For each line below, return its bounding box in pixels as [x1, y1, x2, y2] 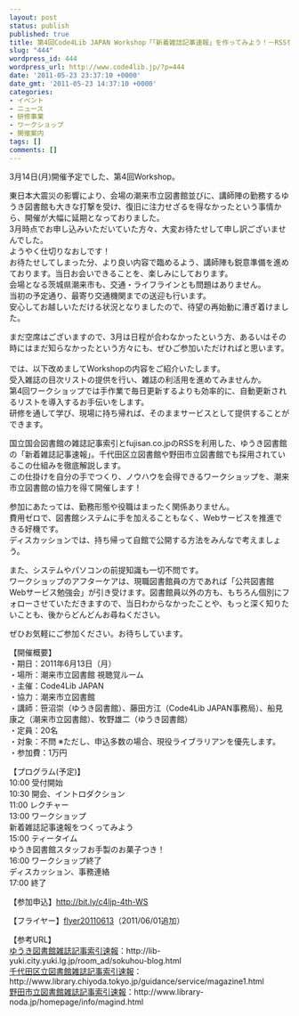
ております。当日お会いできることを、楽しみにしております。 [9, 268, 233, 279]
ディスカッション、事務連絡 [9, 866, 110, 877]
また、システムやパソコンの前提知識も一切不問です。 [9, 565, 204, 575]
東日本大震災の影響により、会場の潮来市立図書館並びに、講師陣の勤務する [9, 190, 282, 200]
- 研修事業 [9, 112, 44, 121]
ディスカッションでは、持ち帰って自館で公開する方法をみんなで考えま [9, 534, 266, 545]
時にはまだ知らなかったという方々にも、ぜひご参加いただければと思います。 [9, 342, 289, 353]
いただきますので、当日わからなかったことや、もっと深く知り [55, 597, 282, 608]
